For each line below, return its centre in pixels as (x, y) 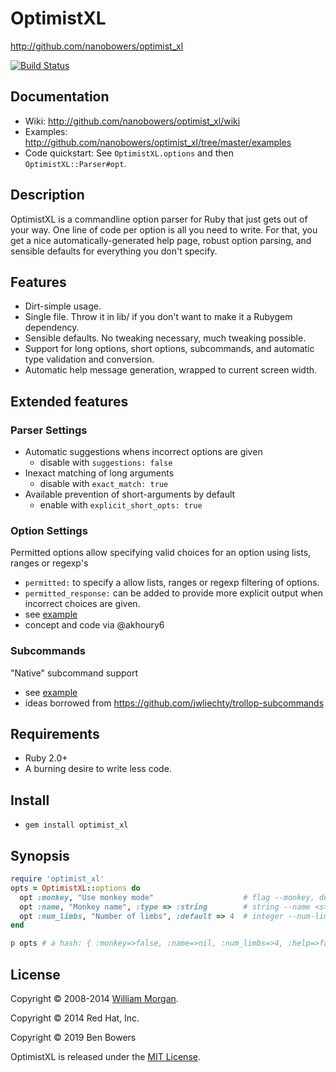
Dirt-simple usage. (63, 306)
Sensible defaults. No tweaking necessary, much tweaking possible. (165, 338)
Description (47, 195)
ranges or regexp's (49, 563)
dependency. (52, 328)
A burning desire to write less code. (98, 769)
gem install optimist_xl (76, 825)
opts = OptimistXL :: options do (75, 888)
